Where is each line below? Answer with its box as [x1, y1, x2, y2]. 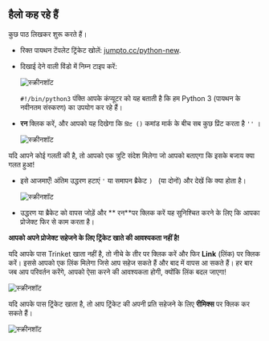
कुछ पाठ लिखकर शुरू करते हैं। [8, 29, 88, 39]
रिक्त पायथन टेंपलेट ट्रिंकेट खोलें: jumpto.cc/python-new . [19, 45, 181, 55]
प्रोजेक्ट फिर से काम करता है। [19, 217, 95, 226]
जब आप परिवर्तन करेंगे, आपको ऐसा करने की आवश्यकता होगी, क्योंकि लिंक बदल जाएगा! [8, 266, 227, 277]
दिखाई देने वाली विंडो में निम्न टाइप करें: [19, 61, 118, 71]
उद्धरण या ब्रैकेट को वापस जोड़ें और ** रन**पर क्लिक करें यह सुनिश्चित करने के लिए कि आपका [19, 208, 260, 217]
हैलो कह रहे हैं [8, 8, 59, 22]
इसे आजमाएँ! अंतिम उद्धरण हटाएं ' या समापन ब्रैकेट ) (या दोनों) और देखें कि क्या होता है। [19, 176, 247, 185]
